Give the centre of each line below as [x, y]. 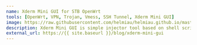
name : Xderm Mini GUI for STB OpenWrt [53, 11]
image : [14, 22]
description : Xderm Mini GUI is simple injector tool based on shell [93, 28]
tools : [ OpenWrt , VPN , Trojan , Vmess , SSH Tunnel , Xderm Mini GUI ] [90, 17]
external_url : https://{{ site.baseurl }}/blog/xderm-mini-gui [85, 33]
